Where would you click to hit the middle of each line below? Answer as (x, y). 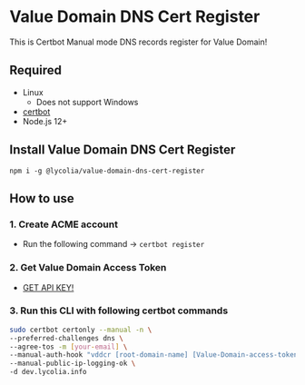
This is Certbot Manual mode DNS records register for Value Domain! (138, 42)
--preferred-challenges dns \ (67, 338)
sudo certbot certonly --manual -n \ (81, 330)
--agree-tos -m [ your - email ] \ (69, 347)
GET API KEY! (48, 287)
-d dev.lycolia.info (49, 372)
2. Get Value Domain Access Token (88, 268)
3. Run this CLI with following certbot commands (119, 311)
